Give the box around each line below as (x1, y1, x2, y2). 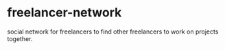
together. (7, 34, 33, 42)
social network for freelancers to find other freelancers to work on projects (7, 27, 219, 36)
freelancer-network (7, 5, 122, 21)
